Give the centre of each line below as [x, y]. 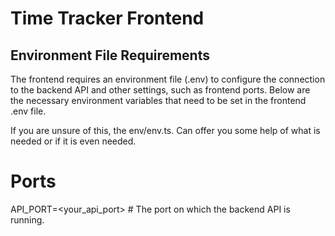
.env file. [28, 111]
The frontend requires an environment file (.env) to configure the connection [168, 79]
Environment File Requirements [110, 55]
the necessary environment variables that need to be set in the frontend [158, 100]
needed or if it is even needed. [73, 141]
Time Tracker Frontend [107, 18]
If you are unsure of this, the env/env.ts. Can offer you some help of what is [165, 130]
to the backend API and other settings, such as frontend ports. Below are [160, 90]
